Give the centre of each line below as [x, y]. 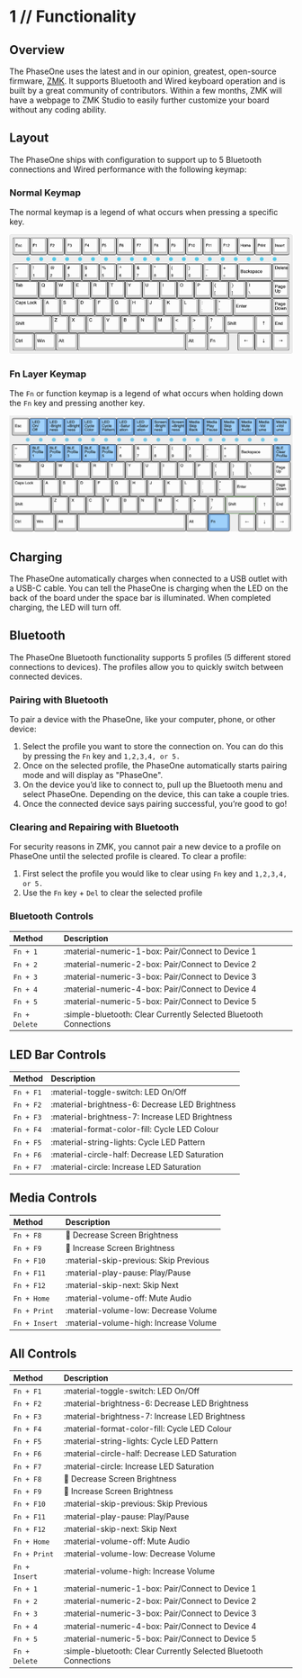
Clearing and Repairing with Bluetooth [94, 827]
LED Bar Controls [58, 1054]
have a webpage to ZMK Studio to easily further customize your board [139, 100]
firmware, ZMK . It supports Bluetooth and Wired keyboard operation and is [147, 81]
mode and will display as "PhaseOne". [93, 776]
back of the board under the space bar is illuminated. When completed [140, 597]
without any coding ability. [58, 109]
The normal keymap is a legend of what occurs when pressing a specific [144, 213]
